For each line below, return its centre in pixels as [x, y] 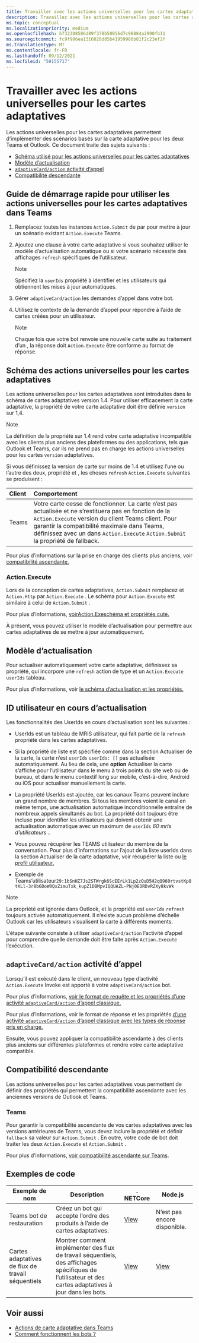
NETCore [137, 1198]
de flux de [23, 1266]
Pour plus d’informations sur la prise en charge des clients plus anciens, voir [99, 555]
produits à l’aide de [82, 1223]
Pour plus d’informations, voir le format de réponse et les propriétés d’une [96, 1014]
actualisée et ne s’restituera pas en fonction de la [102, 511]
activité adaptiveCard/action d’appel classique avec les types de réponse [96, 1020]
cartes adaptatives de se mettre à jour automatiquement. [76, 632]
